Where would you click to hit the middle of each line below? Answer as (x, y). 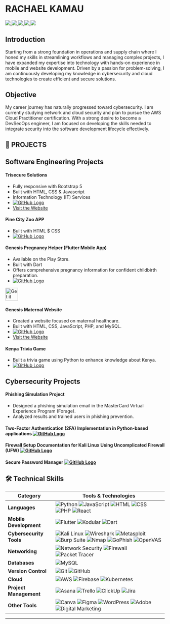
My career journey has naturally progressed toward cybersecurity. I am (79, 107)
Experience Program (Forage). (44, 411)
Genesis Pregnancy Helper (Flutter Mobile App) (56, 248)
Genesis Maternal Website (34, 309)
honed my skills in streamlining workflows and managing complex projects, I (85, 57)
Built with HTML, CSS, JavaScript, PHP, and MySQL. (67, 326)
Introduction (25, 39)
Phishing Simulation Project (35, 394)
